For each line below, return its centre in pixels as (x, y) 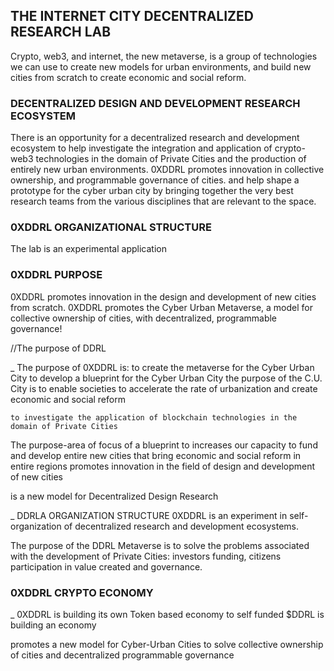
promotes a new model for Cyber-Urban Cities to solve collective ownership (167, 644)
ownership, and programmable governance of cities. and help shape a (155, 180)
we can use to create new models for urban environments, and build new (161, 66)
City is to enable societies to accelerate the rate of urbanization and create (164, 388)
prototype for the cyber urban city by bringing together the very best (152, 191)
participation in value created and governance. (106, 566)
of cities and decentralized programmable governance (122, 655)
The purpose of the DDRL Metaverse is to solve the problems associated (160, 545)
